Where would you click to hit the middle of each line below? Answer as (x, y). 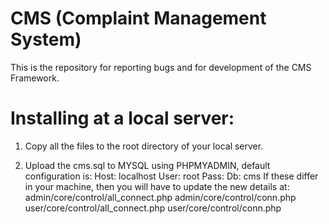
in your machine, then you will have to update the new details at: (157, 186)
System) (46, 39)
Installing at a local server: (122, 118)
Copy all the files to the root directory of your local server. (144, 146)
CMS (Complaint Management (138, 18)
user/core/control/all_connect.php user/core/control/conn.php (153, 208)
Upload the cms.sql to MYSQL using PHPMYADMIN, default (147, 165)
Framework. (35, 78)
